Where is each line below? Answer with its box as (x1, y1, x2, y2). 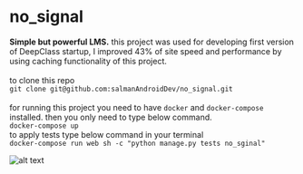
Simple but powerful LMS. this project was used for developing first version (9, 36, 295, 47)
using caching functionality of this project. (9, 55, 168, 66)
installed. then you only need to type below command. (9, 111, 213, 122)
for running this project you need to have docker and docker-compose (9, 101, 264, 112)
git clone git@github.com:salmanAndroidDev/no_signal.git (9, 84, 233, 93)
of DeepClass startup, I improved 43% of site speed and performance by (9, 45, 283, 56)
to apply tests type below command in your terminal (9, 129, 204, 140)
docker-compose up (9, 121, 79, 130)
